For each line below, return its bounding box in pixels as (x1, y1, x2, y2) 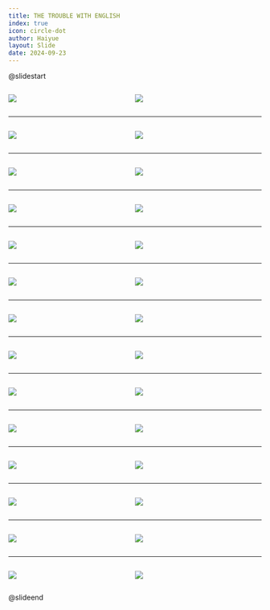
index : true (8, 19, 48, 27)
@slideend (8, 592, 44, 602)
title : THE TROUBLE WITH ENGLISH (8, 11, 121, 20)
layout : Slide (8, 42, 56, 50)
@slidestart (8, 72, 47, 80)
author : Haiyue (8, 34, 59, 43)
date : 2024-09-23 (8, 49, 67, 57)
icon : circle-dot (8, 27, 67, 35)
